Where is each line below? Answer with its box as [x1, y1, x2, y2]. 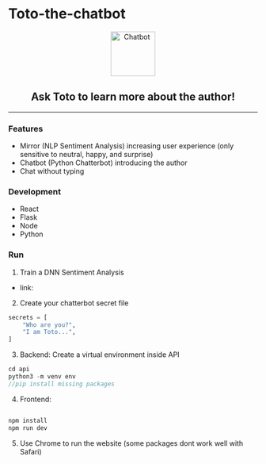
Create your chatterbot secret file [19, 298, 129, 308]
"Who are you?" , [22, 320, 77, 329]
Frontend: [19, 394, 51, 404]
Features [8, 123, 44, 134]
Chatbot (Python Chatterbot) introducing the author [19, 158, 188, 167]
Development [8, 186, 62, 197]
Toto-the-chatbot [8, 5, 127, 23]
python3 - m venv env [8, 373, 77, 381]
